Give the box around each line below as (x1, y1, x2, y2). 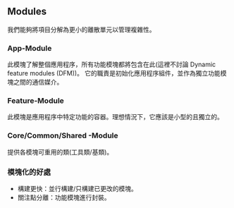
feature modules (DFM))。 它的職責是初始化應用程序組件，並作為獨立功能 (7, 69, 221, 78)
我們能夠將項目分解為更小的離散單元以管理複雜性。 (7, 25, 156, 34)
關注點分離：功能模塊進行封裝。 (17, 193, 111, 202)
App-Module (7, 43, 52, 53)
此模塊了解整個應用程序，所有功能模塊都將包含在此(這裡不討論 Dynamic (7, 60, 216, 69)
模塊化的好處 (7, 167, 51, 177)
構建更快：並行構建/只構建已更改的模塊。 (17, 185, 137, 192)
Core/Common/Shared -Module (7, 130, 118, 140)
